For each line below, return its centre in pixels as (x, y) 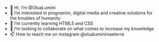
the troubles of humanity (35, 18)
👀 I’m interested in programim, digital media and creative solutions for (81, 13)
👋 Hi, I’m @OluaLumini (33, 8)
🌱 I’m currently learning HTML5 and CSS (51, 23)
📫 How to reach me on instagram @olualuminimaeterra (67, 34)
